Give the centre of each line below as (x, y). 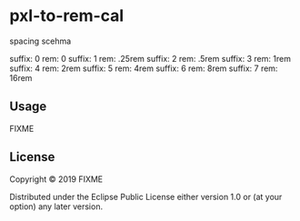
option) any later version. (56, 206)
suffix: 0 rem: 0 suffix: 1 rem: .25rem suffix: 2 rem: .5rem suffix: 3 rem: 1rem (150, 58)
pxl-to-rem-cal (67, 16)
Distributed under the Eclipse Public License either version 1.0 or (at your (146, 196)
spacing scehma (40, 41)
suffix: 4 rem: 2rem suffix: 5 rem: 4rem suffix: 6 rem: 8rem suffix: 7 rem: (144, 68)
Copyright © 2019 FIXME (56, 179)
